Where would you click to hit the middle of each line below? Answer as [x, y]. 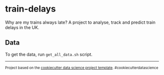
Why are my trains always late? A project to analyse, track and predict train [80, 22]
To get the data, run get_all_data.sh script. [49, 54]
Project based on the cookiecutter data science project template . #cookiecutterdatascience [82, 68]
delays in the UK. [22, 27]
